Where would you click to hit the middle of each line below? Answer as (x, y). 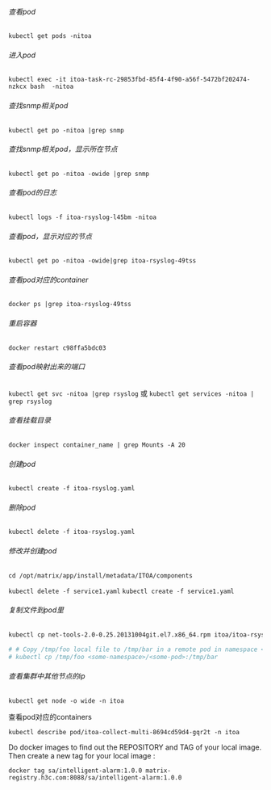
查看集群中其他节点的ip (47, 676)
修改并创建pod (33, 551)
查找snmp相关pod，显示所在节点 (63, 149)
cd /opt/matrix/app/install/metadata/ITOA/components (101, 576)
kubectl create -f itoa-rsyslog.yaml (72, 489)
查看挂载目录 (29, 420)
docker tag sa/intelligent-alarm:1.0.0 (75, 771)
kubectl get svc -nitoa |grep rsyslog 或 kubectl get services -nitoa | (131, 393)
